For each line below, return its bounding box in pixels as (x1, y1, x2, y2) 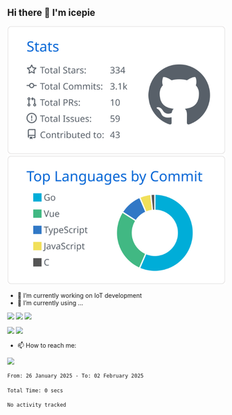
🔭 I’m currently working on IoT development (17, 291, 142, 299)
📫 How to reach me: (17, 341, 77, 349)
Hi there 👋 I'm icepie (7, 7, 96, 19)
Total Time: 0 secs (7, 387, 64, 394)
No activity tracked (7, 402, 67, 409)
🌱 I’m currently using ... (17, 298, 84, 307)
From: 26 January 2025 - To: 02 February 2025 (7, 372, 144, 379)
